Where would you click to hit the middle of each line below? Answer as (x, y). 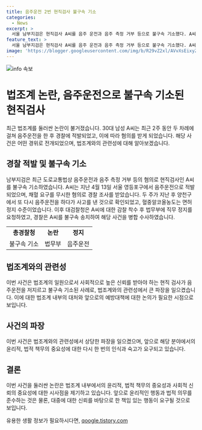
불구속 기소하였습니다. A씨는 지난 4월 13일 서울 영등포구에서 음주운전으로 (98, 187)
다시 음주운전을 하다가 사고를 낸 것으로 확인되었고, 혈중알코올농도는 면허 (108, 202)
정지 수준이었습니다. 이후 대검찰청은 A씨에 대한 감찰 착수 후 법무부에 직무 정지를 (99, 209)
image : (14, 51)
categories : (21, 17)
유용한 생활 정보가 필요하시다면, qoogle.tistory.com (67, 420)
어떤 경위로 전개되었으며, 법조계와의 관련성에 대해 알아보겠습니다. (93, 143)
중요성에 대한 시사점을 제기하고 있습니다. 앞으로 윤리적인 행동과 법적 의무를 (105, 392)
